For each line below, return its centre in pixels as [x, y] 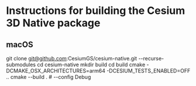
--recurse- [151, 58]
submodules [21, 64]
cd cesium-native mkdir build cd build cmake [91, 64]
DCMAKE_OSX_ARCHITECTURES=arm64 [56, 71]
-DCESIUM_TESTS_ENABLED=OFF [148, 71]
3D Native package [53, 23]
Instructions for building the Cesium [96, 11]
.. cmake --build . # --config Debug [49, 77]
